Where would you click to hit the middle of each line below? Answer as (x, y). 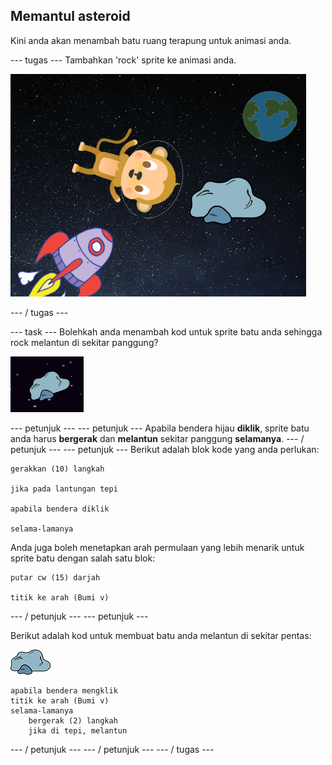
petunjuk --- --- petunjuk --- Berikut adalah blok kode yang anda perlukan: (165, 449)
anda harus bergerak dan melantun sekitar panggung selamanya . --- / (157, 438)
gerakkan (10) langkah (57, 469)
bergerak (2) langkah (73, 720)
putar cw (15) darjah (55, 577)
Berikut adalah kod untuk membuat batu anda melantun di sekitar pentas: (161, 635)
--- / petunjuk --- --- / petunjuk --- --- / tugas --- (112, 749)
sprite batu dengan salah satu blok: (83, 558)
